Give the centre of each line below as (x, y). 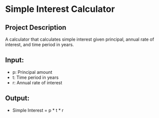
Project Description (36, 28)
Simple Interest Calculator (60, 9)
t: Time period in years (35, 77)
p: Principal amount (32, 72)
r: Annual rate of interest (37, 82)
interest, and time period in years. (40, 45)
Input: (14, 60)
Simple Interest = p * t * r (38, 110)
